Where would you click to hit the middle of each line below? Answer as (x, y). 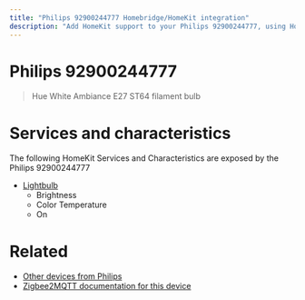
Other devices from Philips (72, 276)
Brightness (56, 195)
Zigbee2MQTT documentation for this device (107, 286)
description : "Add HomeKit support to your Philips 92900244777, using (148, 26)
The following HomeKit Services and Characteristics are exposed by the (144, 158)
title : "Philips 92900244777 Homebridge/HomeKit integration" (129, 18)
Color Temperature (71, 205)
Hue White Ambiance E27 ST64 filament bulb (116, 96)
